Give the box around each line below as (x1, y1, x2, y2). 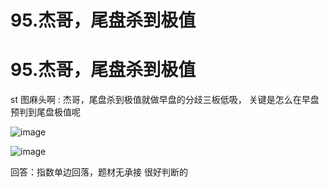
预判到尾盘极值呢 (10, 106, 81, 118)
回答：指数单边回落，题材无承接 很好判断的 (10, 166, 188, 178)
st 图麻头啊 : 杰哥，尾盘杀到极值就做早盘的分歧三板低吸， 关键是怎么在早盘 (10, 94, 320, 106)
